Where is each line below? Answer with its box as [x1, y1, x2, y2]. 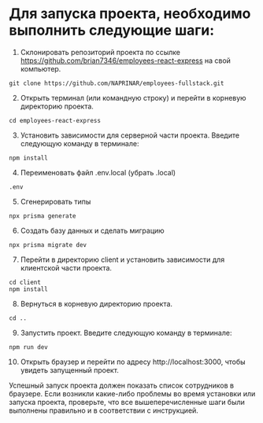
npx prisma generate [9, 211, 77, 220]
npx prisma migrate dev [9, 241, 87, 248]
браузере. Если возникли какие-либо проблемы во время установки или [9, 388, 256, 398]
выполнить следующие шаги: [9, 21, 215, 39]
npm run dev [9, 343, 48, 351]
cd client [9, 278, 42, 286]
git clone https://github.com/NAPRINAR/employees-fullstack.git [9, 79, 224, 87]
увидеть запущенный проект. [20, 365, 119, 374]
